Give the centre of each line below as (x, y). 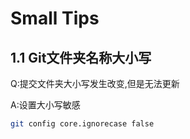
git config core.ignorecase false (82, 124)
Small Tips (55, 18)
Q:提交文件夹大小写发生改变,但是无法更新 (95, 83)
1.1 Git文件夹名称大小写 (81, 57)
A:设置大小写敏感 (45, 105)
